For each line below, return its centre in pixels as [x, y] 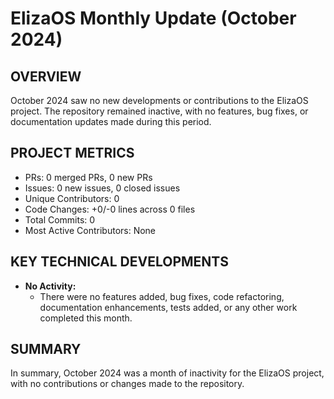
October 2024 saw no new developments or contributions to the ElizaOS [159, 100]
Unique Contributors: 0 [72, 198]
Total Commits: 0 [60, 219]
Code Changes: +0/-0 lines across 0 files [110, 209]
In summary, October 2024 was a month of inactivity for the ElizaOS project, [167, 373]
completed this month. [86, 318]
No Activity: [50, 286]
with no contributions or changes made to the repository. [127, 384]
